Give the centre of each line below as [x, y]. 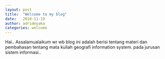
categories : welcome [26, 28]
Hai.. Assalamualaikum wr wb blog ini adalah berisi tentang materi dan [76, 42]
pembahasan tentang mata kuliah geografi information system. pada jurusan [82, 47]
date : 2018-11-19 [25, 19]
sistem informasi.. [23, 53]
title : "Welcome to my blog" [36, 14]
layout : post [18, 10]
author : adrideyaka [25, 23]
